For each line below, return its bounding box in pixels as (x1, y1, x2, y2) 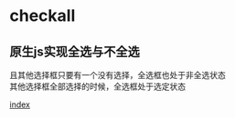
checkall (9, 5, 76, 26)
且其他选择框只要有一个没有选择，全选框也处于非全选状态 (9, 70, 226, 80)
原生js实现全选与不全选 (9, 44, 140, 59)
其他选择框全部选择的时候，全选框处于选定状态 (9, 81, 186, 92)
